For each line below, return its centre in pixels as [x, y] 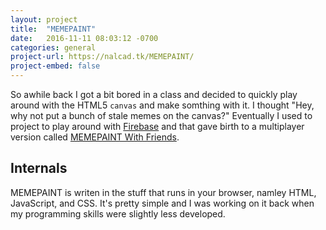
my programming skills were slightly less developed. [118, 213]
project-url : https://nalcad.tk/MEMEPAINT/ [102, 57]
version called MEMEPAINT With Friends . [95, 137]
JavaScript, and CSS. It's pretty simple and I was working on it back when [162, 203]
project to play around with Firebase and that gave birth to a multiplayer [157, 126]
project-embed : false [55, 66]
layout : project [44, 19]
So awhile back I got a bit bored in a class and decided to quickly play [154, 94]
